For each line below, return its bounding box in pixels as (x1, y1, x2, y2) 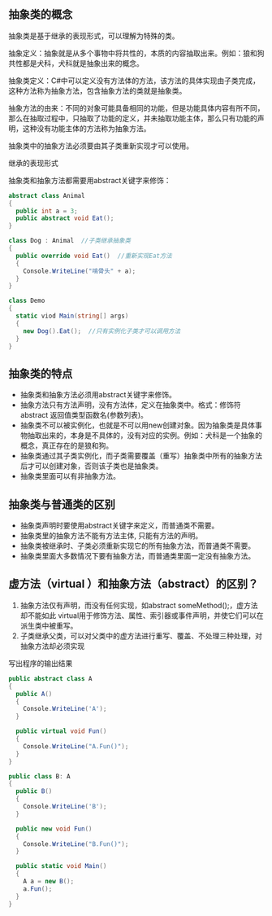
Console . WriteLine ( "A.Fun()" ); (23, 742, 129, 751)
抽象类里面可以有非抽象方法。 (19, 471, 120, 481)
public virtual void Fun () (15, 727, 107, 735)
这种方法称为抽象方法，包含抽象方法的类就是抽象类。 (8, 85, 187, 95)
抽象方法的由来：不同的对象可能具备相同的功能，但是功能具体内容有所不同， (8, 103, 265, 112)
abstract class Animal (8, 191, 85, 199)
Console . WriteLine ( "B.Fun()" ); (23, 839, 129, 848)
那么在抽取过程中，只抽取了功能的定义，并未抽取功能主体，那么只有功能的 (8, 113, 257, 123)
